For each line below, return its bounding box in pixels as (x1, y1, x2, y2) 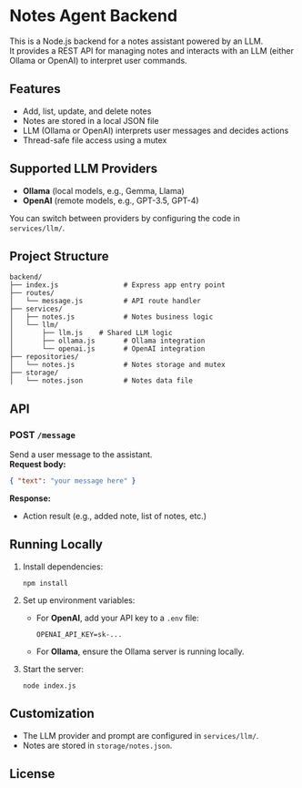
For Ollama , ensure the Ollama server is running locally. (35, 646, 245, 657)
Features (9, 81, 61, 97)
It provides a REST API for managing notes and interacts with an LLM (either (9, 45, 294, 56)
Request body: (9, 459, 66, 470)
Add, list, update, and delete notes (22, 106, 152, 117)
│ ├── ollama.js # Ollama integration (9, 336, 206, 346)
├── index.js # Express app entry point (9, 281, 226, 290)
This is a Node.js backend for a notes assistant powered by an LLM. (9, 36, 264, 46)
